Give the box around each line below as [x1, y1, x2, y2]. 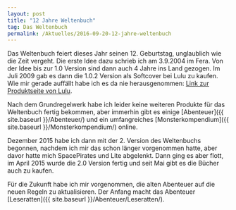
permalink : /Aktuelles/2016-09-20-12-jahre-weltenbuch [7, 30, 172, 37]
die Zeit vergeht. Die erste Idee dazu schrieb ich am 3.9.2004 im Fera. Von [7, 57, 224, 66]
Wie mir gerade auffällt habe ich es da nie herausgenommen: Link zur [7, 79, 209, 88]
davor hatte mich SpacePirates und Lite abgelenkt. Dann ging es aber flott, [7, 152, 224, 160]
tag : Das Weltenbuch [7, 23, 68, 30]
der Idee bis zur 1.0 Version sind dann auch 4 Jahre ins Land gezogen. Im [7, 64, 221, 73]
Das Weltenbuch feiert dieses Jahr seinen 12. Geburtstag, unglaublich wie [7, 49, 222, 58]
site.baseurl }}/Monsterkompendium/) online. [7, 123, 138, 131]
